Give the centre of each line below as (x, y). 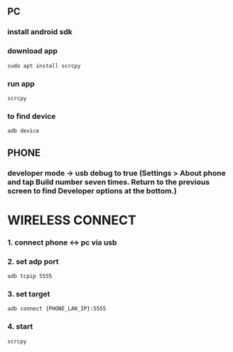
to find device (32, 116)
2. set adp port (33, 261)
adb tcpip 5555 (30, 276)
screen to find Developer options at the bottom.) (92, 191)
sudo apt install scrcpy (44, 66)
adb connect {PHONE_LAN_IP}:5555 (57, 309)
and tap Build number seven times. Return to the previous (109, 182)
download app (33, 51)
